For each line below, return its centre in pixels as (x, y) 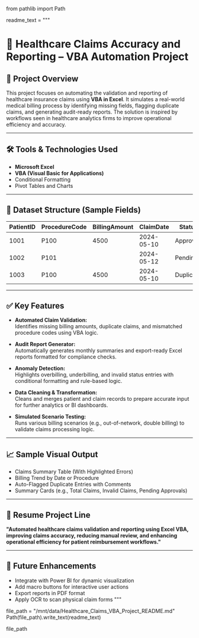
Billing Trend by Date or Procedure (57, 478)
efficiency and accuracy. (36, 125)
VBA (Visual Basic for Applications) (59, 173)
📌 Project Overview (42, 79)
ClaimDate (154, 227)
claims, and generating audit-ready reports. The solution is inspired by (92, 112)
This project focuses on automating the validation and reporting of (87, 93)
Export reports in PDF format (50, 593)
